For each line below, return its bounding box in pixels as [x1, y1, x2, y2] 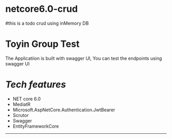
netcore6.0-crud [5, 3, 78, 15]
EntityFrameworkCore [12, 123, 59, 129]
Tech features [5, 79, 67, 91]
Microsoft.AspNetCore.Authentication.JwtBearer [12, 107, 115, 113]
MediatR [12, 101, 31, 107]
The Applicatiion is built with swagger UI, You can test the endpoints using [5, 55, 162, 61]
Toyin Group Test [5, 38, 80, 50]
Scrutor [12, 112, 29, 118]
